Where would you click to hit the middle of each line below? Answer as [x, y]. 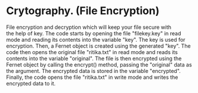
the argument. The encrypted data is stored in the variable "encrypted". [93, 71]
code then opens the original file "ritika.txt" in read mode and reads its [92, 52]
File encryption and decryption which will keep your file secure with [89, 27]
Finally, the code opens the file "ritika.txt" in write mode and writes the [92, 77]
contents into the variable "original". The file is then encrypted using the [94, 58]
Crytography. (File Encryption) [83, 11]
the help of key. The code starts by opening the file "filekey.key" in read [94, 33]
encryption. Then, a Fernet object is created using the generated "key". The [98, 46]
